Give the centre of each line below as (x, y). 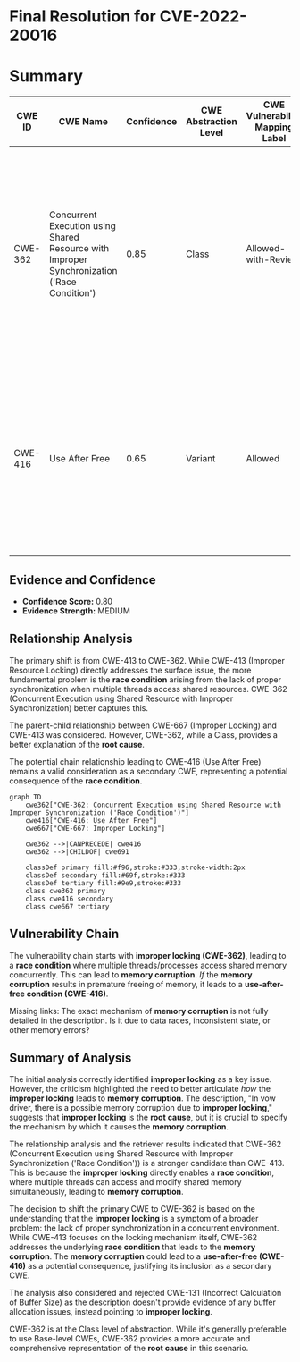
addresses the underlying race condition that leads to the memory (133, 1247)
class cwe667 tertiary (67, 906)
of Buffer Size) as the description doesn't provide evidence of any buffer (143, 1302)
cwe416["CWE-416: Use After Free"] (92, 820)
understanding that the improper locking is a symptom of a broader (134, 1219)
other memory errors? (50, 1029)
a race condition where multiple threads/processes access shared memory (148, 965)
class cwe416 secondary (70, 899)
